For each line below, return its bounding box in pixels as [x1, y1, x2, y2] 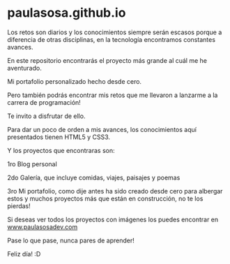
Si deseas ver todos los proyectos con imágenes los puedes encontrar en [7, 215, 219, 223]
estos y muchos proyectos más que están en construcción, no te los [7, 194, 204, 203]
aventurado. [7, 64, 42, 72]
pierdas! [7, 201, 31, 210]
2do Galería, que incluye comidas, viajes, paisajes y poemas [7, 173, 181, 182]
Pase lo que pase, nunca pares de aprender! [7, 236, 135, 244]
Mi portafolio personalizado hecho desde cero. [7, 77, 141, 85]
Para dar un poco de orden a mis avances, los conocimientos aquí [7, 125, 197, 133]
